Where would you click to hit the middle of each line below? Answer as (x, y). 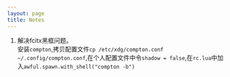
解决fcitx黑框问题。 (45, 40)
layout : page (26, 13)
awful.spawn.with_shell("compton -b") (79, 67)
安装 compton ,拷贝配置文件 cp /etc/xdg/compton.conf (90, 49)
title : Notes (26, 20)
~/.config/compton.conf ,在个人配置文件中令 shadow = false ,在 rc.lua (114, 57)
